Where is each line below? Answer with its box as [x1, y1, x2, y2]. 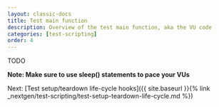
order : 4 [7, 37, 34, 44]
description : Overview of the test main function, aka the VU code [7, 24, 213, 31]
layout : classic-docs [7, 10, 72, 18]
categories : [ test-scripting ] [7, 30, 98, 38]
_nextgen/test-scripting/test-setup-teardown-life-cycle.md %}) [7, 92, 194, 101]
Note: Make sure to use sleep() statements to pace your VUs [7, 71, 190, 79]
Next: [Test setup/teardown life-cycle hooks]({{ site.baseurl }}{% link [7, 84, 210, 93]
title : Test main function [7, 17, 88, 24]
